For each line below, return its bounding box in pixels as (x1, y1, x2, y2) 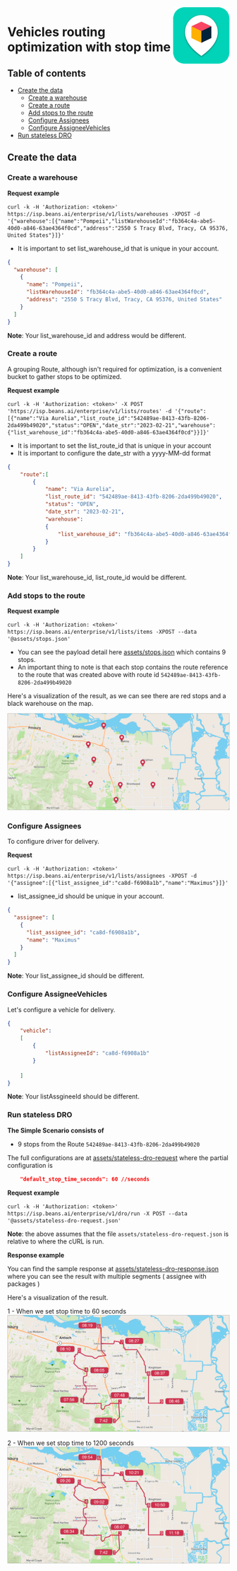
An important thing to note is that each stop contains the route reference (17, 663, 229, 671)
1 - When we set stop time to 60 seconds (7, 1306, 127, 1315)
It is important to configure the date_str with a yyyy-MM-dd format (17, 448, 211, 457)
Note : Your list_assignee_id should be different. (7, 972, 145, 980)
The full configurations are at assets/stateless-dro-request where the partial (7, 1153, 229, 1162)
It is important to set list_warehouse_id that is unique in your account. (17, 244, 219, 253)
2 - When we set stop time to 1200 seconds (7, 1439, 134, 1447)
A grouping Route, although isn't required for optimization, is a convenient (7, 364, 222, 373)
